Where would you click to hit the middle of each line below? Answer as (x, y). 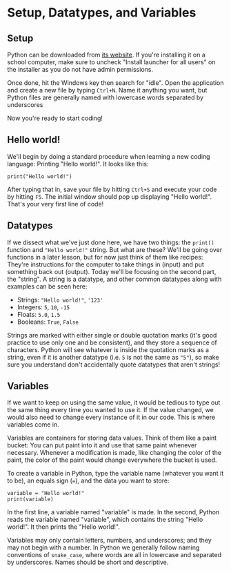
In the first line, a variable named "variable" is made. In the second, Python (113, 512)
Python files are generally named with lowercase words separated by (106, 97)
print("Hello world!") (40, 176)
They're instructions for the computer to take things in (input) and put (106, 264)
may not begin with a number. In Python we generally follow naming (103, 547)
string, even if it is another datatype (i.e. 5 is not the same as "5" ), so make (113, 357)
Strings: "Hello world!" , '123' (60, 300)
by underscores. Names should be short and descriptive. (88, 562)
